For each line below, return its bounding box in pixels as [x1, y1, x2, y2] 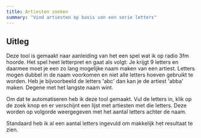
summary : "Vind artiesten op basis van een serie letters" [6, 14, 157, 20]
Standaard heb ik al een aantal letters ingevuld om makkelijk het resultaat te [6, 120, 193, 127]
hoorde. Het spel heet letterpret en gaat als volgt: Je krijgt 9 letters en [6, 59, 179, 66]
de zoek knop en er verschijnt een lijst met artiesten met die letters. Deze [6, 102, 187, 109]
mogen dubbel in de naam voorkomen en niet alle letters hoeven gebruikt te [6, 71, 194, 78]
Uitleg [6, 36, 29, 47]
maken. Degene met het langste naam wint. [6, 84, 114, 91]
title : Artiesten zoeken [6, 8, 68, 15]
